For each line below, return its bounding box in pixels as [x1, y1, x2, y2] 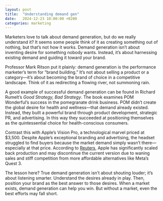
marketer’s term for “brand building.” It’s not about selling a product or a [5, 69, 149, 75]
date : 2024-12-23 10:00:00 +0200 [5, 16, 77, 21]
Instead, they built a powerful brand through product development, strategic [5, 110, 158, 116]
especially [5, 145, 26, 151]
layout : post [5, 7, 32, 12]
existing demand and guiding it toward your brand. [5, 55, 106, 61]
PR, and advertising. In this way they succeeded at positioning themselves [5, 115, 154, 121]
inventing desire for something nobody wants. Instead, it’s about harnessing [5, 50, 157, 55]
